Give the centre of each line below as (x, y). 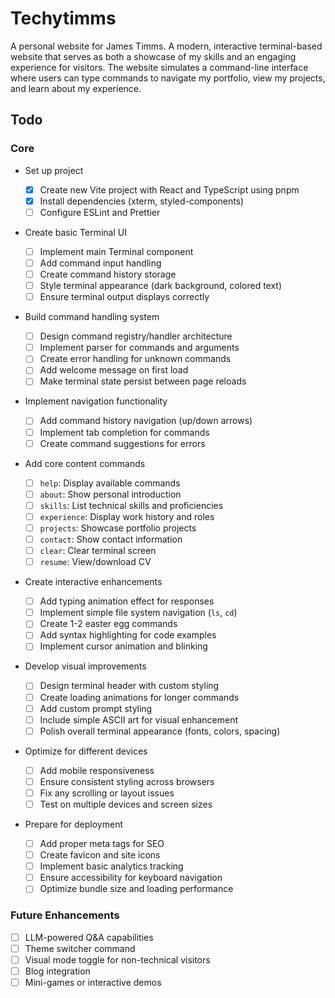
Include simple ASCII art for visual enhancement (139, 719)
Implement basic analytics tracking (111, 866)
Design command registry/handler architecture (136, 336)
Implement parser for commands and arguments (139, 348)
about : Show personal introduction (110, 494)
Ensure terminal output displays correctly (124, 297)
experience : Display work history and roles (127, 516)
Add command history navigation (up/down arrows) (146, 421)
